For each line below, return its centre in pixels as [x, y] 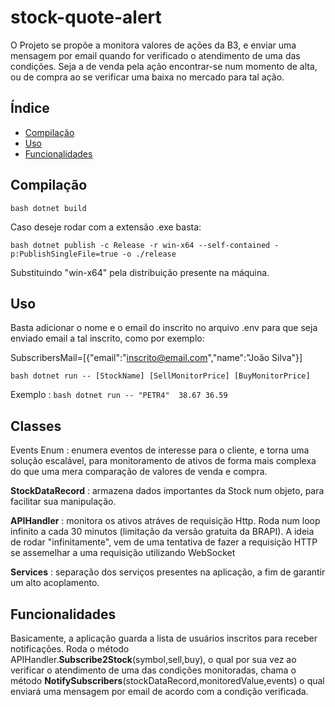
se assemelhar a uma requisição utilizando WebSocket [123, 553]
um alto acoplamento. [55, 583]
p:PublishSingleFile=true [64, 254]
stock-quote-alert [86, 17]
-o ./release [149, 254]
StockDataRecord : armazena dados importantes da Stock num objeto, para [167, 491]
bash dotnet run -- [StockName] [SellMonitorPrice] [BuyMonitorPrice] [160, 376]
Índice [30, 108]
